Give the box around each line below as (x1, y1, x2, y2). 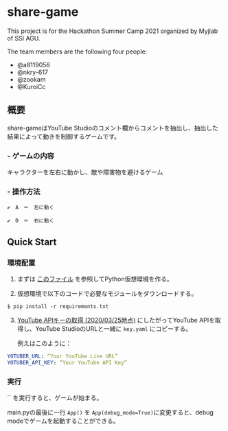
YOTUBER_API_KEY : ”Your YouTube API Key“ (7, 359, 128, 366)
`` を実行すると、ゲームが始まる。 (7, 394, 103, 402)
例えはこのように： (16, 339, 72, 347)
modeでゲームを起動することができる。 (7, 417, 119, 426)
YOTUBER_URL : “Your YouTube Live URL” (7, 353, 118, 360)
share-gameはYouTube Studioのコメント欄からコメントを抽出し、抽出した (7, 124, 218, 132)
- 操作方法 (7, 187, 41, 196)
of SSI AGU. (7, 34, 41, 42)
